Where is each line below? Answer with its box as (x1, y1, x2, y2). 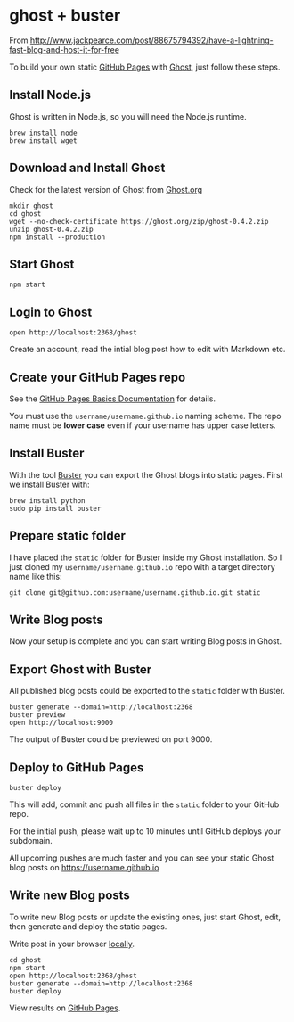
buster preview (9, 711, 66, 720)
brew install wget (9, 136, 78, 145)
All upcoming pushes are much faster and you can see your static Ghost (9, 853, 274, 863)
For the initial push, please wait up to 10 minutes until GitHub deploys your (9, 826, 281, 837)
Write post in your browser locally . (9, 938, 135, 949)
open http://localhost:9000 (9, 719, 114, 728)
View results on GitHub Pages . (9, 1002, 121, 1013)
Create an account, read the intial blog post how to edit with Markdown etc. (9, 344, 286, 355)
